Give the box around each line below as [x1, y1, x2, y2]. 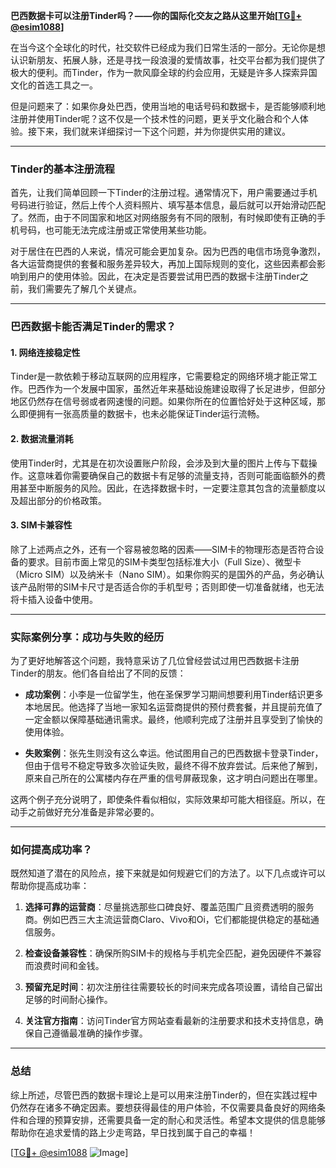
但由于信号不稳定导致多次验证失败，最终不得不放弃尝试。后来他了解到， [24, 760, 323, 772]
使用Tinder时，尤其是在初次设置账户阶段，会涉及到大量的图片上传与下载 [10, 457, 309, 469]
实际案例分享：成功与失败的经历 [10, 630, 165, 644]
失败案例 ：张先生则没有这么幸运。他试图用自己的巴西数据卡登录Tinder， [24, 747, 324, 759]
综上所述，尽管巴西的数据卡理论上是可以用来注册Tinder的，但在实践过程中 [10, 1089, 318, 1101]
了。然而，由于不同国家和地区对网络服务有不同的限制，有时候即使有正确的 [10, 212, 317, 224]
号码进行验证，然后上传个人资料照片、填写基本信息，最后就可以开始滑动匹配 [10, 199, 326, 211]
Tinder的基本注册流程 [10, 162, 115, 176]
